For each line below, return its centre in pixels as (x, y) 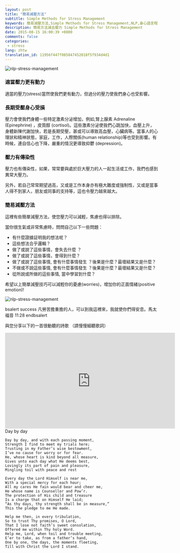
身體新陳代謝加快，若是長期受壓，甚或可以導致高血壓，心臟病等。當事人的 (79, 131)
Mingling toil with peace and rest (41, 470)
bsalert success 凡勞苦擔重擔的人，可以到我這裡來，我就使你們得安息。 (77, 309)
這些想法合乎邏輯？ (31, 243)
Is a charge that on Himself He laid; (44, 499)
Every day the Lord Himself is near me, (47, 478)
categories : (17, 41)
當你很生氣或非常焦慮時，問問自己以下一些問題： (54, 227)
